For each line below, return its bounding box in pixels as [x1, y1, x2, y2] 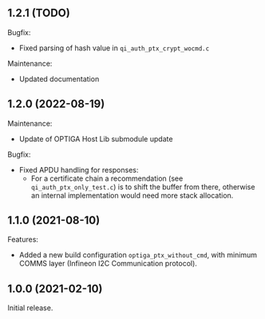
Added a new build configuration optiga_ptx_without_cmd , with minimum [18, 250, 257, 260]
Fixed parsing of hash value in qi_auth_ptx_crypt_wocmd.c [18, 43, 210, 53]
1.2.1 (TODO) [7, 6, 71, 20]
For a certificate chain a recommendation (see [30, 173, 184, 183]
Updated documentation [18, 74, 100, 83]
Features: [7, 235, 39, 245]
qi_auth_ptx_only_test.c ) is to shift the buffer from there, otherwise [30, 181, 255, 191]
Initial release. [7, 303, 53, 313]
